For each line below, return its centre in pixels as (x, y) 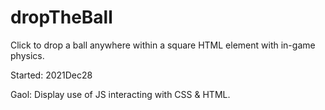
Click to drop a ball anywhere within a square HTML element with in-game (163, 45)
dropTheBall (61, 17)
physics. (27, 55)
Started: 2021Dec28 (51, 75)
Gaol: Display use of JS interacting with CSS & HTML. (120, 94)
